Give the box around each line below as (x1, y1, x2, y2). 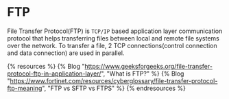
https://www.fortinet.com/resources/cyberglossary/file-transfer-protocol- (10, 76, 218, 85)
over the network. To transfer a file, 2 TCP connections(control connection (7, 41, 217, 49)
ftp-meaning (7, 84, 43, 92)
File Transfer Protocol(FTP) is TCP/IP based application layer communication (7, 27, 223, 35)
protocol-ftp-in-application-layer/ (7, 69, 101, 78)
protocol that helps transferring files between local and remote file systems (7, 34, 219, 42)
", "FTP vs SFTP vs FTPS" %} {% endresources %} (42, 84, 186, 92)
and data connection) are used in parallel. (7, 49, 125, 57)
